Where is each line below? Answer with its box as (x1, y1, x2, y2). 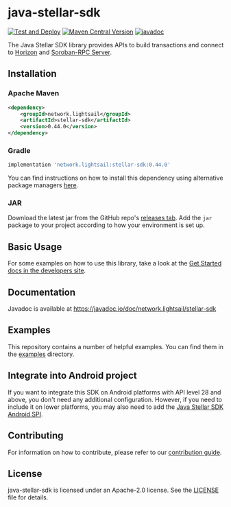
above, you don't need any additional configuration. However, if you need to (8, 395, 222, 403)
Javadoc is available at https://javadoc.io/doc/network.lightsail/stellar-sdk (8, 305, 217, 313)
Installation (8, 68, 57, 80)
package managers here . (8, 181, 79, 189)
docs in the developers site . (8, 266, 86, 275)
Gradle (8, 145, 31, 155)
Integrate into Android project (8, 370, 137, 381)
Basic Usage (8, 241, 62, 252)
